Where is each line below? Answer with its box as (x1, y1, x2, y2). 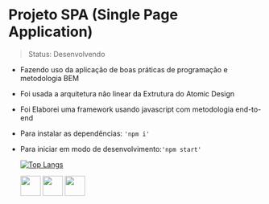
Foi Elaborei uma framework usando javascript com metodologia (19, 104, 234, 114)
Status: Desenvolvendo (27, 49, 106, 59)
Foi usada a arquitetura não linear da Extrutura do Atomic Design (19, 88, 235, 98)
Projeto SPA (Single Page (8, 6, 179, 24)
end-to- (235, 104, 262, 114)
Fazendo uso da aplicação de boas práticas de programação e (19, 64, 228, 74)
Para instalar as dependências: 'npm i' (19, 129, 151, 138)
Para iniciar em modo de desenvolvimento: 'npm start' (19, 144, 202, 153)
